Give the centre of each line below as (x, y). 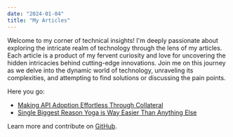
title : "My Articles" (39, 20)
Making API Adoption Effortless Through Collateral (90, 105)
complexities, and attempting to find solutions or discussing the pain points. (116, 77)
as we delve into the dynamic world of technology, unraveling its (100, 70)
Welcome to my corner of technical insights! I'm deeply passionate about (113, 40)
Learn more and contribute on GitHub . (62, 126)
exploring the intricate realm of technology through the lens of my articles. (115, 48)
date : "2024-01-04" (36, 14)
